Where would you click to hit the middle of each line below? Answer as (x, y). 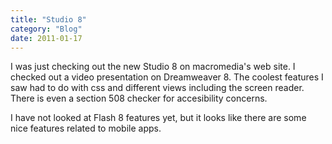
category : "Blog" (46, 29)
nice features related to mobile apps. (86, 128)
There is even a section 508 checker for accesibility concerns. (139, 98)
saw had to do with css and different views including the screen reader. (157, 88)
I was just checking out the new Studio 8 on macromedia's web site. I (153, 67)
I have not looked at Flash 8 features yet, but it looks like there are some (158, 118)
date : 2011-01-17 (46, 38)
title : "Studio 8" (48, 19)
